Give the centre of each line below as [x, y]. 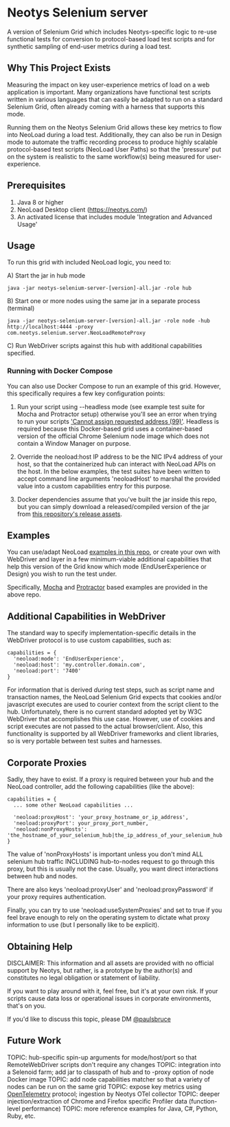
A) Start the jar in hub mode [46, 276]
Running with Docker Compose [60, 371]
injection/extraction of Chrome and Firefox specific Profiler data [97, 1101]
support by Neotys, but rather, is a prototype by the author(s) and [100, 970]
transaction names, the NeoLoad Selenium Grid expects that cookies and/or [114, 697]
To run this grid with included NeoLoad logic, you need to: [89, 262]
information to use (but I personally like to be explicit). [83, 925]
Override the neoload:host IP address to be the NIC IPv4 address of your [120, 457]
